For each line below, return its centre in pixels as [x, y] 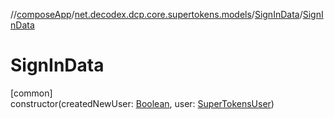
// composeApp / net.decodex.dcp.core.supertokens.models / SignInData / [156, 14]
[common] [31, 93]
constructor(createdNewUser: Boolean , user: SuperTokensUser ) [142, 103]
